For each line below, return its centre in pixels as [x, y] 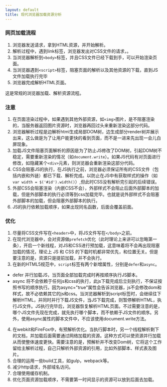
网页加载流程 [21, 33]
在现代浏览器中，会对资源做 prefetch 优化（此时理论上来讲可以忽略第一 [85, 239]
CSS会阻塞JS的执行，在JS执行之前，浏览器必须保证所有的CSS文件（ [83, 169]
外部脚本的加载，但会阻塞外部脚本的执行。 [56, 201]
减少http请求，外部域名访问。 [43, 367]
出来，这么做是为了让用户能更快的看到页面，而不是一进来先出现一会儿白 [86, 138]
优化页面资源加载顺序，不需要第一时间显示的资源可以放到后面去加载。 [84, 379]
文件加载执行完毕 [30, 76]
